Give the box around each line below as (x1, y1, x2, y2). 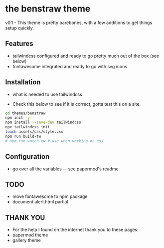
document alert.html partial (12, 199, 68, 205)
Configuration (5, 152, 50, 161)
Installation (5, 78, 41, 87)
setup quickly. (5, 25, 34, 31)
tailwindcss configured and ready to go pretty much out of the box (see (12, 53, 160, 59)
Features (5, 40, 33, 48)
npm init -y (5, 115, 30, 120)
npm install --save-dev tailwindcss (5, 120, 81, 125)
